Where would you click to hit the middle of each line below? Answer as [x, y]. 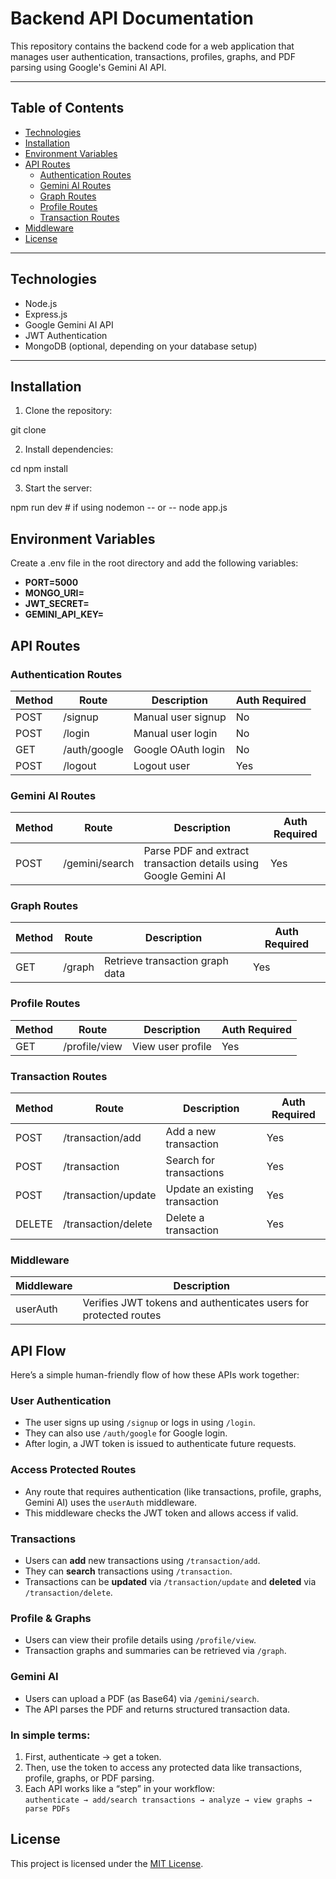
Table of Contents [67, 108]
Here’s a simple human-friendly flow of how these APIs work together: [155, 1375]
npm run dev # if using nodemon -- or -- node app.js [119, 508]
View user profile [171, 1046]
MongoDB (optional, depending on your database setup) [141, 346]
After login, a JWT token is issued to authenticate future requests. [160, 1444]
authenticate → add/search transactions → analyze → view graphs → [168, 1800]
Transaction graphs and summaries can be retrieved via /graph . [155, 1651]
